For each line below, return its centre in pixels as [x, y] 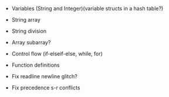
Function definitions [36, 65]
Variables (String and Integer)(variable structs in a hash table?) [87, 8]
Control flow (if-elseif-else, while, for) [57, 54]
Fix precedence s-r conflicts [46, 88]
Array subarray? [31, 42]
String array [26, 20]
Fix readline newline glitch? [44, 76]
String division [29, 31]
